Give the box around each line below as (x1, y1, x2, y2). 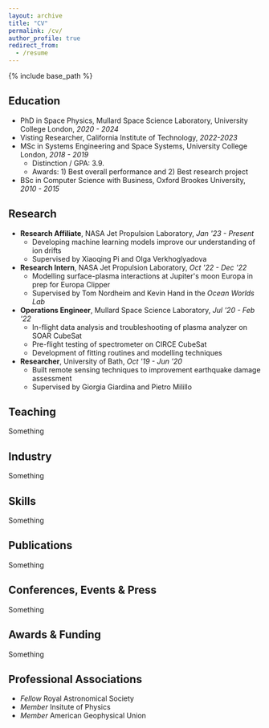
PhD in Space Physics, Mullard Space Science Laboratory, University (19, 116, 249, 125)
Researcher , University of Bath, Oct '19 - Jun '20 (19, 356, 183, 366)
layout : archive (8, 11, 63, 20)
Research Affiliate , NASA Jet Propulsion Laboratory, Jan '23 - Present (19, 228, 255, 238)
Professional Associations (8, 672, 143, 686)
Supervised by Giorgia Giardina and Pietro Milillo (31, 382, 193, 392)
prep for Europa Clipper (31, 279, 111, 289)
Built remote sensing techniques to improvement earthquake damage (31, 364, 261, 374)
